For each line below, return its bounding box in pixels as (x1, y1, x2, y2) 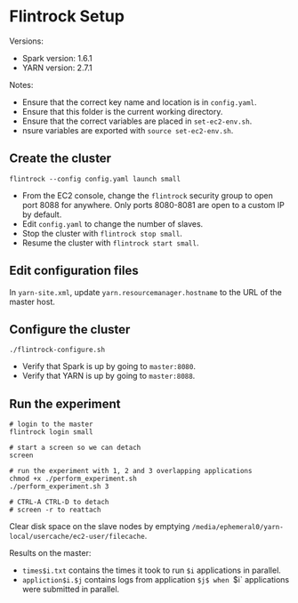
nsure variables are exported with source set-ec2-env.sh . (21, 125, 234, 135)
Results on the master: (9, 548, 92, 559)
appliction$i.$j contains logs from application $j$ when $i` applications (21, 575, 290, 585)
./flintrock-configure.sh (9, 345, 105, 355)
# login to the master (9, 420, 93, 429)
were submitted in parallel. (21, 584, 120, 595)
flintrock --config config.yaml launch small (9, 174, 181, 183)
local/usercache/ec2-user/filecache (9, 532, 145, 542)
